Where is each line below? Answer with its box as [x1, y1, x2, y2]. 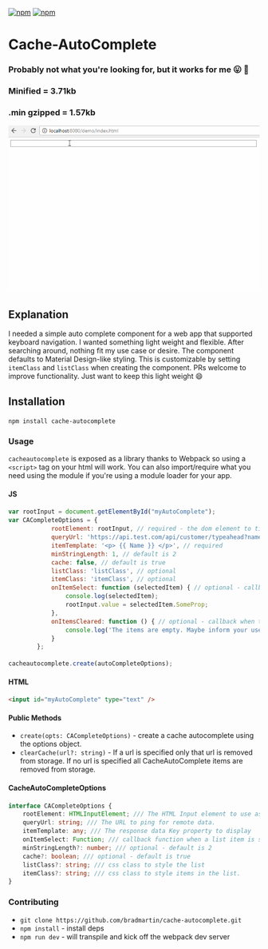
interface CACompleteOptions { [8, 802, 112, 810]
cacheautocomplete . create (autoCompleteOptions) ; [8, 660, 173, 668]
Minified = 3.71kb [8, 86, 77, 97]
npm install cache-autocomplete [8, 417, 116, 425]
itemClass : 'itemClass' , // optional [50, 576, 177, 584]
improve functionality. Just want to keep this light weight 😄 [8, 372, 203, 381]
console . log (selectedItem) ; [65, 592, 159, 600]
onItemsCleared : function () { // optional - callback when [50, 617, 255, 625]
